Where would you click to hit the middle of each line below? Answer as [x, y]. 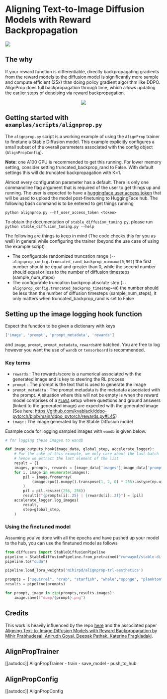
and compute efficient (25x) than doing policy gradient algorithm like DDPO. [83, 82]
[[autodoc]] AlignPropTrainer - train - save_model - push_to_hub [71, 664]
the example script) [25, 246]
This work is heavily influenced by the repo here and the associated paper [81, 625]
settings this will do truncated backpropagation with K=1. [63, 173]
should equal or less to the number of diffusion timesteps [71, 272]
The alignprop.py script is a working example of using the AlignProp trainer [83, 136]
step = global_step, [42, 510]
